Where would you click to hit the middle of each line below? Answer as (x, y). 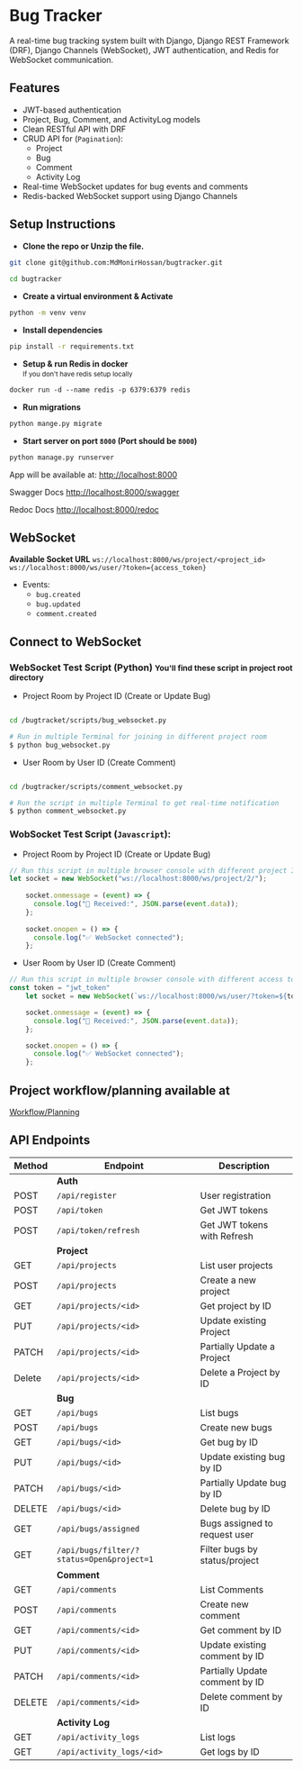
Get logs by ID (230, 1751)
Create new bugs (236, 1427)
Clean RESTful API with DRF (74, 129)
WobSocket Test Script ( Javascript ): (90, 834)
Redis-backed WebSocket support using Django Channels (130, 195)
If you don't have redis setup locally (77, 374)
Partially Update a (238, 1346)
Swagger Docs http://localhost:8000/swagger (94, 492)
